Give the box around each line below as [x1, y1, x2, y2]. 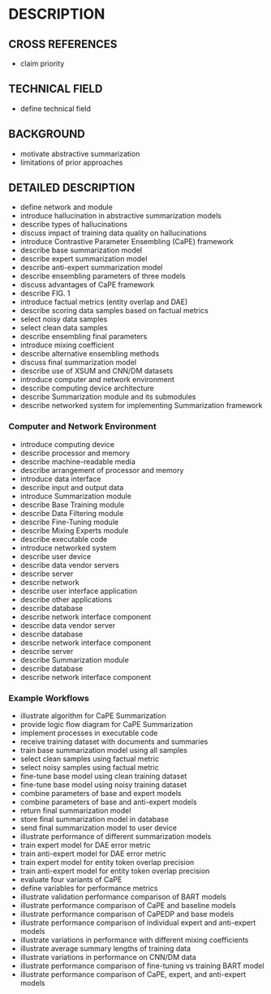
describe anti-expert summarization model [19, 263, 163, 273]
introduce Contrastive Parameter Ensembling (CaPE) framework [19, 237, 234, 247]
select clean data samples [19, 323, 108, 333]
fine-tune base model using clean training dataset [19, 772, 187, 781]
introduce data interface [19, 474, 101, 484]
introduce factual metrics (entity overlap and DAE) [19, 297, 188, 307]
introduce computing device [19, 439, 115, 449]
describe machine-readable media [19, 456, 135, 467]
